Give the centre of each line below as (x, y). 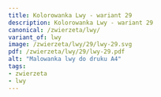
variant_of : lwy (35, 37)
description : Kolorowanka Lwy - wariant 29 (81, 23)
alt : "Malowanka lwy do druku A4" (65, 59)
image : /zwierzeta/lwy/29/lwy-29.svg (70, 45)
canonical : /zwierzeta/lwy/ (54, 30)
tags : (17, 66)
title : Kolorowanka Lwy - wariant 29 (70, 15)
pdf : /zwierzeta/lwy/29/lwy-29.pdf (67, 52)
